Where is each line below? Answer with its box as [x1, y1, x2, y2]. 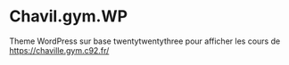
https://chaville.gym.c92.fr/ [9, 45, 110, 55]
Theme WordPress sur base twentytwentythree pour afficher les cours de [9, 36, 281, 46]
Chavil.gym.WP [9, 6, 128, 27]
